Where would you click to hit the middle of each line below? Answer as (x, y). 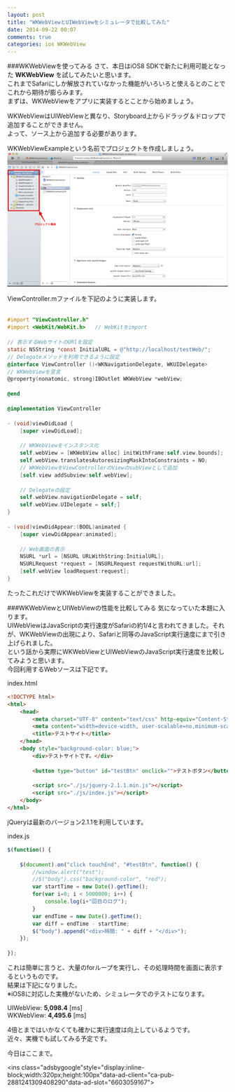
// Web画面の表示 (42, 549)
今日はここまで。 (32, 1053)
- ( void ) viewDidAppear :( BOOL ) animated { (67, 527)
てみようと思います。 (38, 660)
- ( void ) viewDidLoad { (40, 423)
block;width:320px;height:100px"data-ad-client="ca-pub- (91, 1075)
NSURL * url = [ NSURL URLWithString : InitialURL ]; (92, 557)
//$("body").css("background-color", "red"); (100, 880)
